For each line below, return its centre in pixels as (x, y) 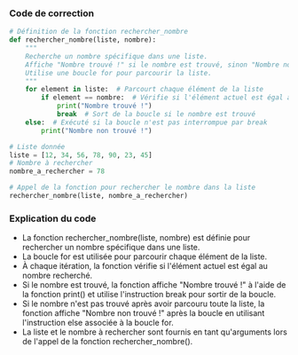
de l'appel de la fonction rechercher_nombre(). (107, 342)
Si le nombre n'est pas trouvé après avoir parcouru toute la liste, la (143, 304)
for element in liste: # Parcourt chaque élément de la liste (145, 90)
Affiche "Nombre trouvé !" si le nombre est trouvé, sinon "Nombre (152, 65)
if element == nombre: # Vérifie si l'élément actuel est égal (162, 98)
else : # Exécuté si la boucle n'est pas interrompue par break (146, 122)
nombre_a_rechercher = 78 (57, 171)
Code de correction (52, 13)
